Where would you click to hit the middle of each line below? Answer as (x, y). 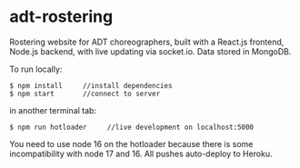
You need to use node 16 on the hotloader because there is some (131, 143)
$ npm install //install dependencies (91, 85)
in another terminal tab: (53, 110)
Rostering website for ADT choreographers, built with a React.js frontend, (147, 42)
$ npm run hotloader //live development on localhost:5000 (132, 127)
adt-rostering (61, 17)
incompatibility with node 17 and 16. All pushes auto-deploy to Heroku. (141, 153)
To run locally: (36, 69)
